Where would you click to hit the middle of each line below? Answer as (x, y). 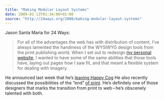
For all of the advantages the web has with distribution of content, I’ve (88, 42)
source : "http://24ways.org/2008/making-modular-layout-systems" (73, 19)
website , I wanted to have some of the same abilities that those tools (87, 58)
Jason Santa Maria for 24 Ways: (38, 33)
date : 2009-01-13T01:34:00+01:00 (39, 14)
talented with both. (24, 93)
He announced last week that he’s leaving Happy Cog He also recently (76, 78)
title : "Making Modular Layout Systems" (47, 10)
